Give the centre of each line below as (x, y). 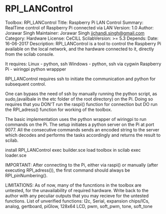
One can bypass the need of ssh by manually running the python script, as (81, 94)
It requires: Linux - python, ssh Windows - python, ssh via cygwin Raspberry (83, 64)
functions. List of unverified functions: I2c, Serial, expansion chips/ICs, (77, 201)
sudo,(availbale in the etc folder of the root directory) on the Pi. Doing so (79, 99)
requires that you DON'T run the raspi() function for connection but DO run (81, 104)
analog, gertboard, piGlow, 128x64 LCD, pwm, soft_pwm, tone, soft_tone (79, 206)
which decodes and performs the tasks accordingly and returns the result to (83, 135)
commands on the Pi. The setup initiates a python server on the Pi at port (80, 124)
